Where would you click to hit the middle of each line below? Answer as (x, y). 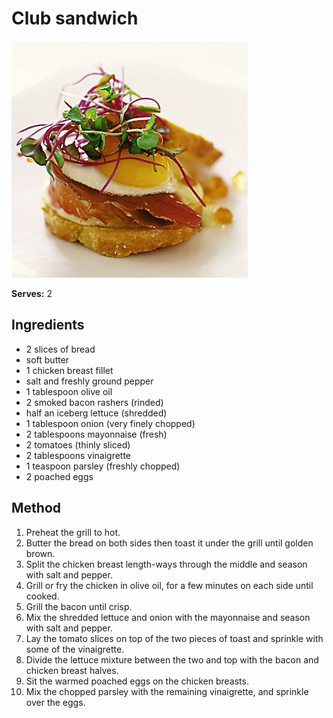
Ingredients (48, 325)
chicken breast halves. (72, 670)
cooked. (42, 596)
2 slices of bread (60, 349)
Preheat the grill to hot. (73, 532)
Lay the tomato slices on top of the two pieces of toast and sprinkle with (174, 638)
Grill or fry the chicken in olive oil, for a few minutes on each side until (169, 585)
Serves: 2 (32, 293)
